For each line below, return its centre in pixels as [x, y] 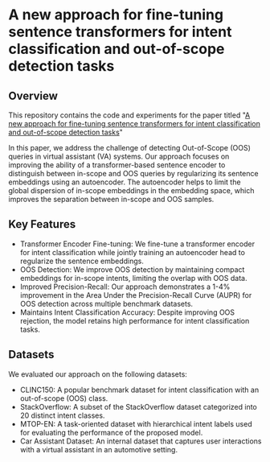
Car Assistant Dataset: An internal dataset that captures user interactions [141, 441]
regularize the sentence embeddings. [82, 261]
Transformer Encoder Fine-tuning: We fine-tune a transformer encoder [137, 244]
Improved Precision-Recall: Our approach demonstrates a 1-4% [125, 287]
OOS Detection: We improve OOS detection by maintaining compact [132, 269]
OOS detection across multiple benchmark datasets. [106, 303]
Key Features [42, 224]
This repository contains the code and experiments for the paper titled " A [129, 115]
